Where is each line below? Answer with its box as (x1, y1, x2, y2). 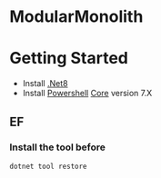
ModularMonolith (9, 6, 144, 27)
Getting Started (9, 48, 129, 69)
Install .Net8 (22, 78, 68, 89)
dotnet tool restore (9, 162, 88, 171)
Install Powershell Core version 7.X (22, 88, 153, 99)
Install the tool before (9, 141, 106, 153)
